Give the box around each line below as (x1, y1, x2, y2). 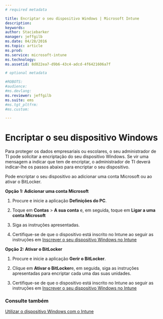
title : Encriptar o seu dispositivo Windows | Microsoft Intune (5, 16, 139, 21)
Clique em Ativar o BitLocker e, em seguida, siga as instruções (12, 266, 139, 271)
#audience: (5, 84, 27, 89)
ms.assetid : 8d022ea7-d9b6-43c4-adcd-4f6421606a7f (5, 62, 111, 67)
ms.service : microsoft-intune (5, 53, 67, 57)
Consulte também (5, 297, 49, 304)
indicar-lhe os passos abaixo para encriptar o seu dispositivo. (5, 164, 130, 170)
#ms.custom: (5, 106, 29, 112)
